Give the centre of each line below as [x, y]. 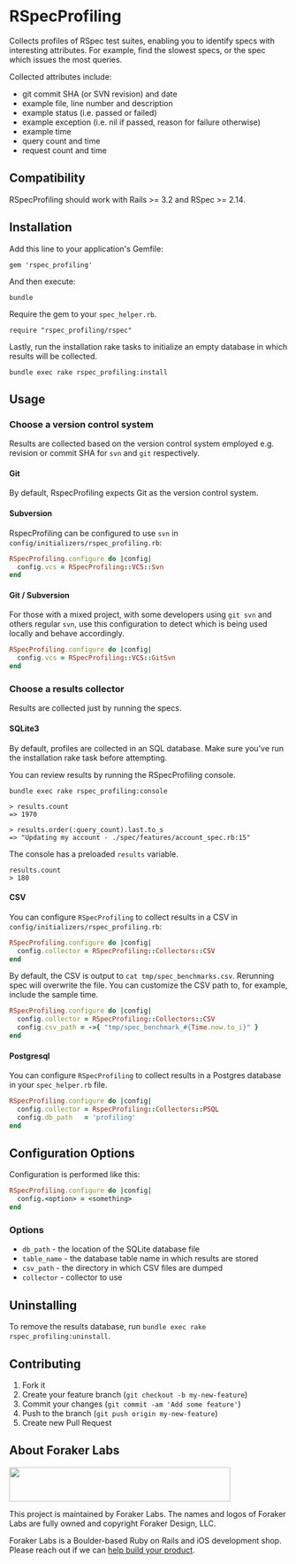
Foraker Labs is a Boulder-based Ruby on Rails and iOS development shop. [145, 1540]
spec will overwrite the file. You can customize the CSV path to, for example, [148, 985]
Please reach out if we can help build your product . [102, 1550]
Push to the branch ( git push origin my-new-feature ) [120, 1413]
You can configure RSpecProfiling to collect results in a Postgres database [145, 1075]
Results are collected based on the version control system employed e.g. [142, 443]
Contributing [45, 1364]
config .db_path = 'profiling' [77, 1117]
